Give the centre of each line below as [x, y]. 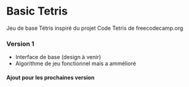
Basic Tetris [37, 11]
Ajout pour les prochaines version [51, 77]
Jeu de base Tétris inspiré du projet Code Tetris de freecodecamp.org [95, 28]
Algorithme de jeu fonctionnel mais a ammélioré [75, 64]
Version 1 [21, 44]
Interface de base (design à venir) [58, 57]
